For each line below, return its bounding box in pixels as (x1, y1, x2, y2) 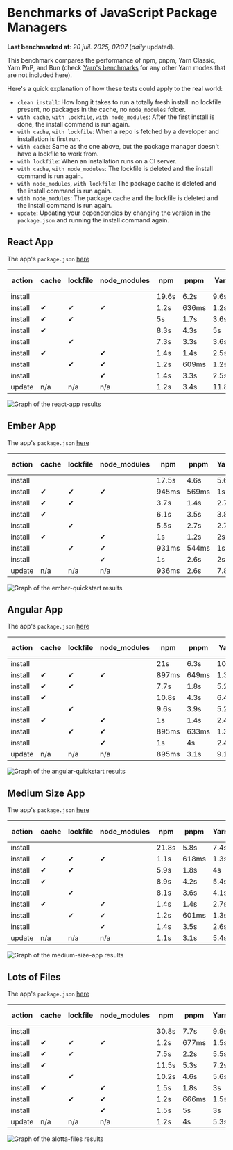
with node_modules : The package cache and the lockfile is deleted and (17, 193, 218, 202)
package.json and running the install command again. (17, 216, 170, 224)
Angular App (7, 604, 64, 615)
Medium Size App (7, 787, 85, 799)
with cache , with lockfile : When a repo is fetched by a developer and (17, 127, 220, 136)
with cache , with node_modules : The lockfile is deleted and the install (17, 164, 214, 172)
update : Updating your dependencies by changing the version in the (17, 209, 212, 217)
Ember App (7, 420, 57, 432)
